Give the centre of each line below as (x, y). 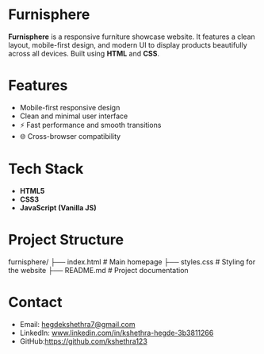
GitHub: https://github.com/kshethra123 (84, 341)
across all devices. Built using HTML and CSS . (84, 53)
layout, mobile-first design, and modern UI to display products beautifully (128, 44)
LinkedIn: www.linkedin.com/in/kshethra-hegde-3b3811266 (117, 333)
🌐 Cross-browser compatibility (70, 136)
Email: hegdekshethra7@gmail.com (77, 324)
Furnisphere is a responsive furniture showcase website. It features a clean (132, 37)
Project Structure (66, 240)
